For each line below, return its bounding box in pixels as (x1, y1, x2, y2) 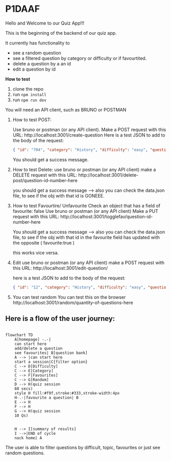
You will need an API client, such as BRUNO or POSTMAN (5, 106, 127, 113)
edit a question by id (12, 66, 56, 72)
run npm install (12, 91, 47, 97)
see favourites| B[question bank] (14, 350, 88, 356)
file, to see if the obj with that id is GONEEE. (12, 192, 105, 199)
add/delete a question (14, 346, 63, 351)
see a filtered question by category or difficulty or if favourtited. (12, 55, 147, 61)
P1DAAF (5, 3, 40, 15)
